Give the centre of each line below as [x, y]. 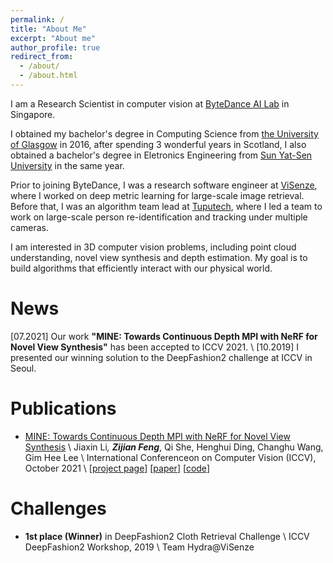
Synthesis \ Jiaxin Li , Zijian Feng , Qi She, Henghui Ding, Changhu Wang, [174, 447]
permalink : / [37, 19]
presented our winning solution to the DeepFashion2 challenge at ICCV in [161, 357]
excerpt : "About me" [53, 38]
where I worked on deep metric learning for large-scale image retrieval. [157, 195]
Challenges [58, 508]
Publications [63, 408]
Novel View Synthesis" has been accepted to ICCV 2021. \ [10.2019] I [155, 347]
